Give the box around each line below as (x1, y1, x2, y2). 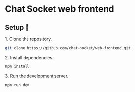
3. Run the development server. (5, 73, 69, 79)
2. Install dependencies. (5, 54, 54, 60)
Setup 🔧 (5, 23, 30, 31)
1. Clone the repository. (5, 36, 52, 42)
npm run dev (5, 82, 29, 87)
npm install (5, 64, 29, 69)
